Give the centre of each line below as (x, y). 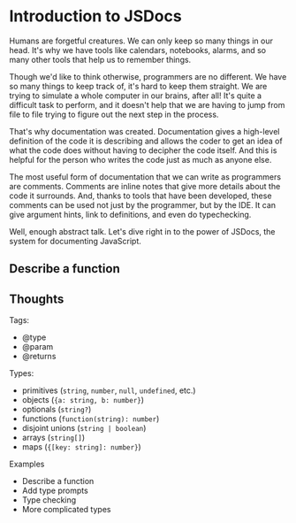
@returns (39, 357)
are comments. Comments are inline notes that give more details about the (145, 186)
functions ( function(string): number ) (91, 419)
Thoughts (37, 299)
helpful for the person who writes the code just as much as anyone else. (140, 159)
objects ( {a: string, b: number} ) (83, 400)
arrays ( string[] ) (53, 438)
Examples (27, 464)
